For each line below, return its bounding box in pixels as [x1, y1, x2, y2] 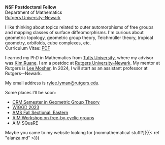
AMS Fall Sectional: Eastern [12, 109, 68, 115]
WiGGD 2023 [12, 105, 39, 110]
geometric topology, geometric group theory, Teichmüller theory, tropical [5, 35, 154, 40]
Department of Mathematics [5, 9, 63, 15]
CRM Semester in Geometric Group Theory [12, 99, 100, 105]
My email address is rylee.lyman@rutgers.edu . [5, 80, 100, 86]
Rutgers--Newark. [5, 71, 42, 76]
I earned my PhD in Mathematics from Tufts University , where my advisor [5, 55, 154, 61]
